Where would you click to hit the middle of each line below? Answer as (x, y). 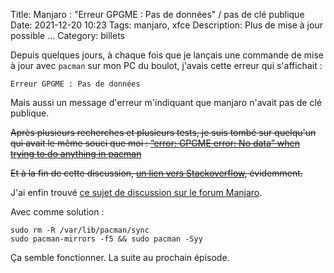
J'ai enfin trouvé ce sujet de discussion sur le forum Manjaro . (136, 192)
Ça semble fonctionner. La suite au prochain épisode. (120, 257)
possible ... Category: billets (67, 35)
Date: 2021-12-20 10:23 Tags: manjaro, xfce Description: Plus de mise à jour (166, 25)
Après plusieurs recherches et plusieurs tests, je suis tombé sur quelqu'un (163, 132)
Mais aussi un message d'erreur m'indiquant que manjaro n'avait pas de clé (166, 102)
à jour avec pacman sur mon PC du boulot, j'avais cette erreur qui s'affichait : (166, 65)
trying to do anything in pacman (76, 153)
